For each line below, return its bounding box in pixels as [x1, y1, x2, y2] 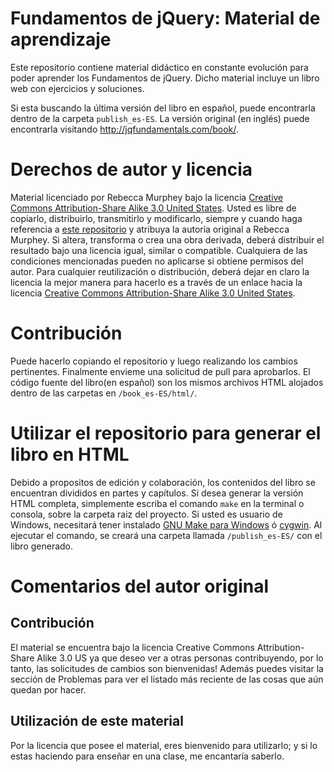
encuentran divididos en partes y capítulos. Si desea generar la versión [10, 487, 304, 499]
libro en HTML [10, 443, 130, 466]
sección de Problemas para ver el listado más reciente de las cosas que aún [10, 673, 324, 685]
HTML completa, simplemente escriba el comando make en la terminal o [10, 497, 305, 509]
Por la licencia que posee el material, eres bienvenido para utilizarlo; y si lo [10, 739, 318, 751]
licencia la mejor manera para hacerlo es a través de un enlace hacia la [10, 276, 303, 288]
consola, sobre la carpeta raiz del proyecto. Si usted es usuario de [10, 508, 283, 520]
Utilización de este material [10, 713, 184, 730]
